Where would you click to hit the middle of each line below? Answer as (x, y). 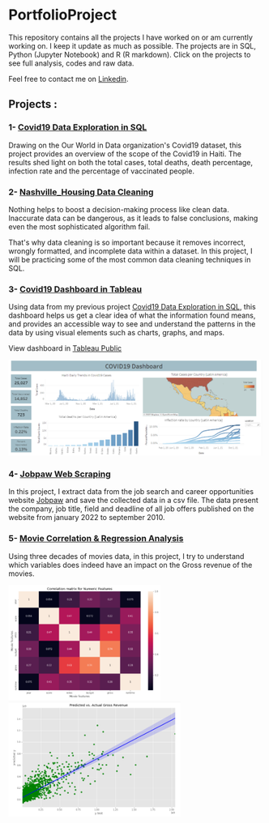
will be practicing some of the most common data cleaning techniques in (130, 259)
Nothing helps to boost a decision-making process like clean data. (119, 209)
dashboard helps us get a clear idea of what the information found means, (132, 316)
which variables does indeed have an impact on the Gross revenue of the (130, 565)
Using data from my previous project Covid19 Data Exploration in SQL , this (132, 307)
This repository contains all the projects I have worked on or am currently (131, 37)
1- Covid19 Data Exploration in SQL (78, 127)
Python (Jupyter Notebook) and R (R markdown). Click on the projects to (130, 54)
